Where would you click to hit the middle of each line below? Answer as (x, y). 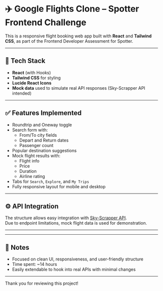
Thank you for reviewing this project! (42, 283)
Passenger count (36, 145)
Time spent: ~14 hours (34, 264)
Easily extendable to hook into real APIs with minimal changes (74, 270)
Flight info (29, 161)
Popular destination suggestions (44, 150)
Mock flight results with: (36, 156)
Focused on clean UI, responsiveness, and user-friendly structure (78, 259)
